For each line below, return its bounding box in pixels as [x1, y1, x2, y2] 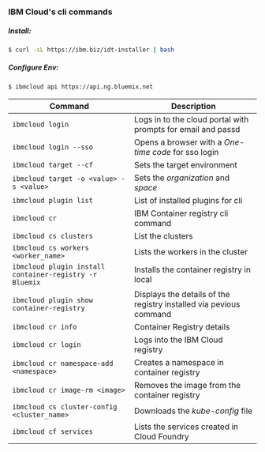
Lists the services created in [133, 421, 239, 432]
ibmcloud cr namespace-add [12, 359, 114, 367]
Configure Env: [8, 62, 59, 73]
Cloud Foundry [133, 431, 189, 442]
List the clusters [133, 230, 193, 241]
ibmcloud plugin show [12, 296, 93, 304]
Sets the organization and [133, 172, 230, 183]
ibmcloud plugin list [12, 196, 93, 205]
